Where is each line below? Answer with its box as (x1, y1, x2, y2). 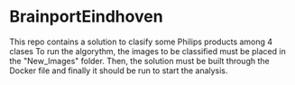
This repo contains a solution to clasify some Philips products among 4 (9, 36, 273, 47)
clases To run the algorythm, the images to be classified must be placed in (9, 45, 286, 56)
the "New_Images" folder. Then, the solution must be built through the (9, 55, 270, 66)
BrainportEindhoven (9, 6, 164, 27)
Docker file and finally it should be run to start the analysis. (9, 65, 228, 76)
